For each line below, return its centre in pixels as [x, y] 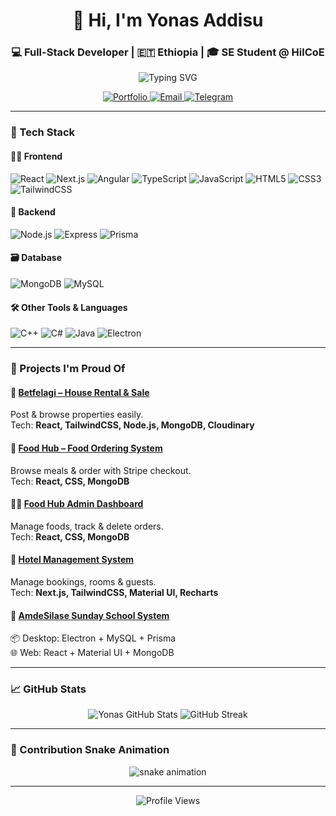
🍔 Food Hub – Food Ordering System [86, 448]
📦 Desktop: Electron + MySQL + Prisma [93, 638]
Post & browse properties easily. [77, 415]
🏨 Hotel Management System [72, 560]
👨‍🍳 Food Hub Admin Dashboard [77, 504]
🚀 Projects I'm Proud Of [68, 369]
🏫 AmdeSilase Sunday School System [90, 615]
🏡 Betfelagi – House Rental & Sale [80, 392]
